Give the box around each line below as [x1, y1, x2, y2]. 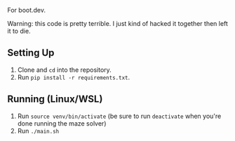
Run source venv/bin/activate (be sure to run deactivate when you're [17, 112, 222, 120]
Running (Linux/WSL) [7, 94, 103, 105]
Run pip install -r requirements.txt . [17, 73, 130, 81]
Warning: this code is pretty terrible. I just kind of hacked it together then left [7, 20, 228, 27]
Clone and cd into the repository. [17, 66, 112, 74]
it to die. [7, 27, 31, 35]
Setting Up [7, 47, 55, 59]
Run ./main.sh [17, 126, 60, 135]
